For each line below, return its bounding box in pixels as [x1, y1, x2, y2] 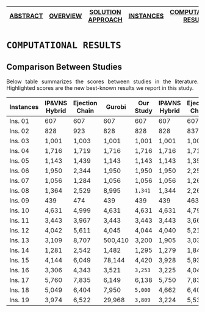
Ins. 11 [9, 217, 29, 225]
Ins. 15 [9, 256, 29, 264]
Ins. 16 [9, 266, 29, 274]
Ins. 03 [9, 137, 29, 145]
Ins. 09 [9, 196, 29, 204]
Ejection [73, 99, 98, 107]
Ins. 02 [9, 127, 29, 135]
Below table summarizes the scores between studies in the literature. [6, 78, 199, 85]
